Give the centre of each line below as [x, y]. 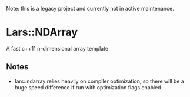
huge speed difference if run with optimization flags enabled [88, 87]
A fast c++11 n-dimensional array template [57, 48]
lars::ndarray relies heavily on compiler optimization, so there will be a [99, 81]
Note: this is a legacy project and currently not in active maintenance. [90, 9]
